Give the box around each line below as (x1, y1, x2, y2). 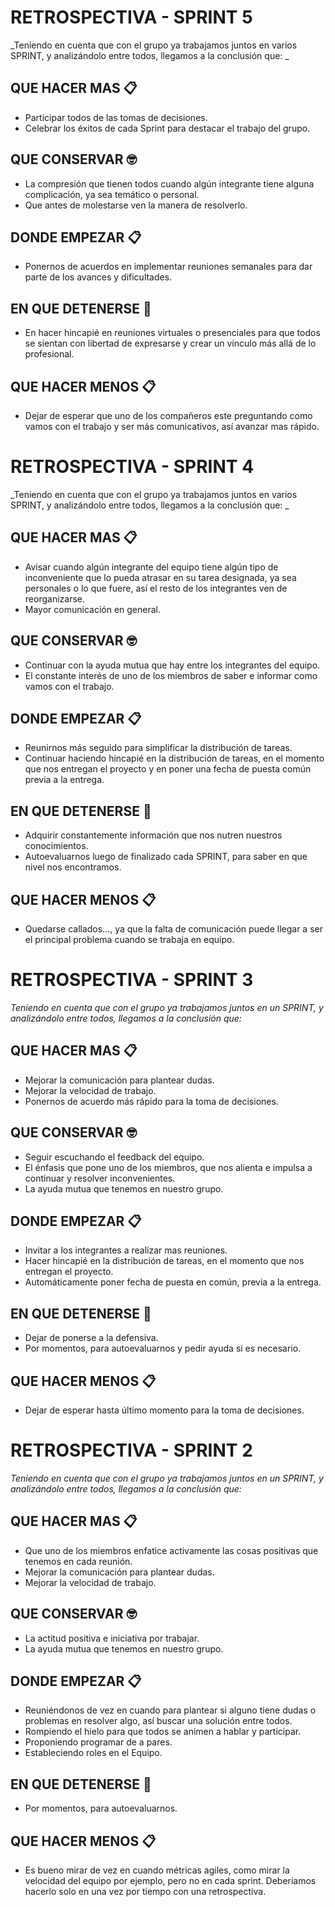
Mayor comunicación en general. (24, 603, 161, 615)
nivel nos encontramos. (24, 861, 122, 873)
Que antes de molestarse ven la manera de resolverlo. (24, 199, 248, 211)
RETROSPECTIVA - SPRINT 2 (10, 1439, 253, 1462)
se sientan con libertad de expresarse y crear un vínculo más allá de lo (24, 337, 317, 350)
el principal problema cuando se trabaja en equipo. (24, 934, 235, 945)
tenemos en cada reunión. (24, 1555, 133, 1567)
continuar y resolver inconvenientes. (24, 1172, 176, 1184)
